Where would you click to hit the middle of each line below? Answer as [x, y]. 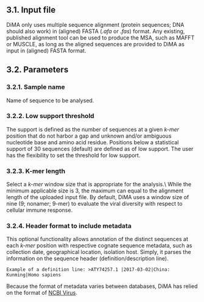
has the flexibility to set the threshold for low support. [73, 155]
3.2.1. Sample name [36, 87]
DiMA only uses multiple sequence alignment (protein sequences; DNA [95, 24]
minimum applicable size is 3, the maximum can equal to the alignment [95, 191]
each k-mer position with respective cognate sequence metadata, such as [99, 245]
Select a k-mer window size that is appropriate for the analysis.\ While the [99, 184]
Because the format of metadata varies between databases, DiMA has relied [102, 286]
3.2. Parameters [37, 70]
